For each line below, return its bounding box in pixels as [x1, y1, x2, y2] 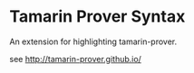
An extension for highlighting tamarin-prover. [9, 36, 178, 47]
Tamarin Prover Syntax [9, 6, 186, 27]
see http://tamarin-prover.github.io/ [9, 53, 142, 64]
